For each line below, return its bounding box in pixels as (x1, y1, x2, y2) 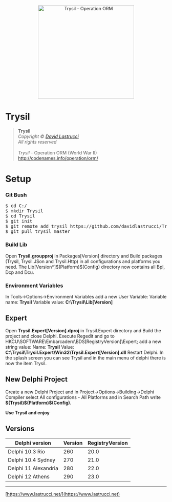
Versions (5, 425, 35, 433)
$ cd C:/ (5, 203, 27, 209)
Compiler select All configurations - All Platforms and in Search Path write (5, 394, 161, 400)
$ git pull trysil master (5, 229, 71, 234)
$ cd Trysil (5, 213, 35, 219)
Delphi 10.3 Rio (8, 448, 45, 455)
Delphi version (15, 439, 51, 447)
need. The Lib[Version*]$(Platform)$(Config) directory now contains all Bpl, (5, 264, 165, 270)
